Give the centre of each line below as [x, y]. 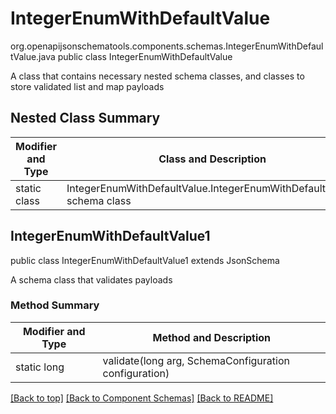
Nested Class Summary [85, 118]
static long [40, 367]
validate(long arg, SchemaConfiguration [196, 360]
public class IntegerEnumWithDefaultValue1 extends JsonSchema [145, 260]
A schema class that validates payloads [91, 279]
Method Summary [55, 305]
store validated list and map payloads [87, 86]
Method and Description [212, 337]
